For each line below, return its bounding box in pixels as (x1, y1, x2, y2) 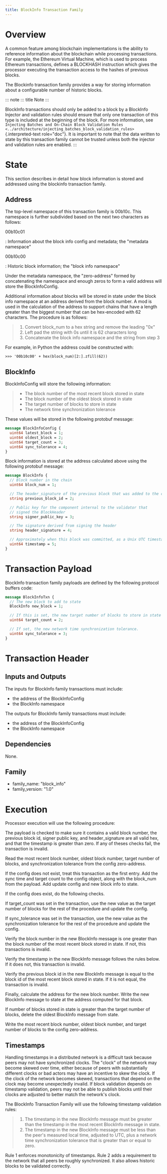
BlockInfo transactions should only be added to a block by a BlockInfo (5, 106, 148, 112)
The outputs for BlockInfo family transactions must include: (5, 710, 126, 716)
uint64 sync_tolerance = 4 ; (9, 444, 68, 450)
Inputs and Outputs (5, 672, 66, 681)
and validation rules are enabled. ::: (5, 141, 77, 147)
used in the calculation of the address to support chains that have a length (5, 304, 158, 310)
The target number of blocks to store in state (24, 401, 117, 407)
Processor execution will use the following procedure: (5, 820, 115, 826)
